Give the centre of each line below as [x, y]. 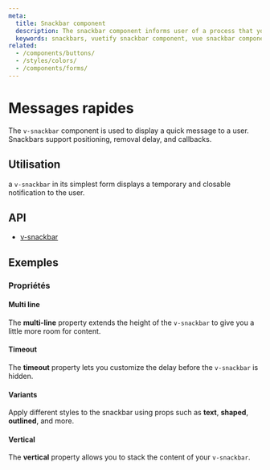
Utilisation [35, 165]
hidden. [21, 376]
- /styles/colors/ [47, 61]
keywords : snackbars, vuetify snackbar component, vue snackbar [125, 38]
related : [23, 46]
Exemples [33, 262]
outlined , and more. [41, 421]
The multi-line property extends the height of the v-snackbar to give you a [131, 322]
